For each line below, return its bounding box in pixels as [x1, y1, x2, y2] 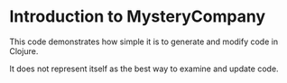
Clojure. [9, 45, 39, 56]
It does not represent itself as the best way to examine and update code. [9, 63, 279, 74]
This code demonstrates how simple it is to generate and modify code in [9, 36, 278, 47]
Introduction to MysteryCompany [9, 6, 266, 27]
